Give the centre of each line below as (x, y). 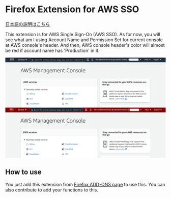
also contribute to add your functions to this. (52, 190)
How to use (23, 172)
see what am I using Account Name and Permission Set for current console (84, 40)
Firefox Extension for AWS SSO (72, 9)
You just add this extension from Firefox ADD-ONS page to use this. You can (85, 184)
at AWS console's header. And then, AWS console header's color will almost (85, 45)
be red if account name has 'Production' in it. (52, 50)
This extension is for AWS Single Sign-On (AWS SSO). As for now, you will (83, 34)
